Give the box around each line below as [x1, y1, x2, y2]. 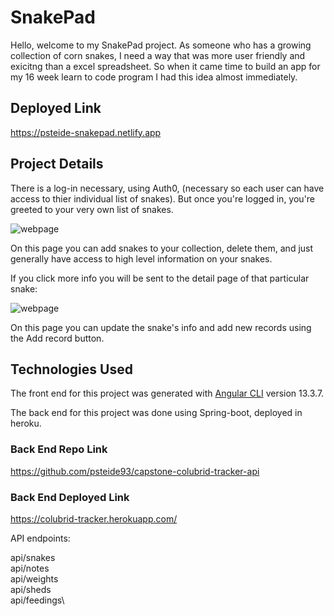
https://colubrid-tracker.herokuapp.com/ [10, 512, 178, 525]
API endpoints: [10, 532, 71, 544]
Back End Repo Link [10, 442, 108, 456]
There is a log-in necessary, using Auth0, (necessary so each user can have [10, 182, 325, 194]
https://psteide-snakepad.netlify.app [10, 126, 162, 138]
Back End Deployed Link [10, 490, 130, 504]
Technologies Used [10, 361, 133, 378]
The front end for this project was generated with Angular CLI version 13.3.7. [10, 387, 325, 400]
